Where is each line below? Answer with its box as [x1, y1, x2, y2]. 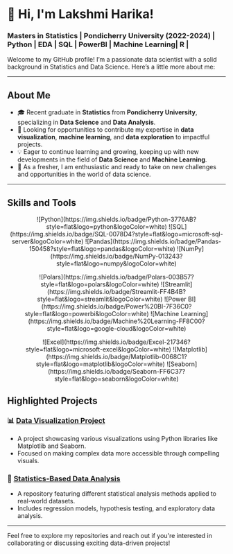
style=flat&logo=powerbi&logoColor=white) [24, 310, 149, 318]
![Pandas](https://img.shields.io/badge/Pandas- [85, 237, 222, 245]
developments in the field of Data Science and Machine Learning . [17, 155, 207, 164]
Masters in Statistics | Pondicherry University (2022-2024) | [7, 31, 216, 41]
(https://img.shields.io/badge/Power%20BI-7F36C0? [41, 302, 192, 311]
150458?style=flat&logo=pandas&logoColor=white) [28, 245, 175, 253]
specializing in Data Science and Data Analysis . [17, 118, 156, 127]
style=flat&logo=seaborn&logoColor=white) [54, 374, 179, 383]
